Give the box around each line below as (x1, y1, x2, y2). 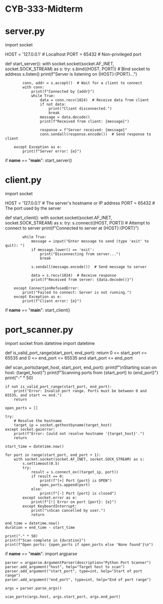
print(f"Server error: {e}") (22, 149, 82, 154)
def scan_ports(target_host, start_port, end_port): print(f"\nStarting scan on (5, 364, 157, 370)
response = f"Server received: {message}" (39, 128, 127, 133)
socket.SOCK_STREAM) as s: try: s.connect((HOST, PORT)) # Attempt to (5, 220, 150, 226)
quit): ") (5, 243, 25, 248)
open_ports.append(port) (39, 483, 91, 487)
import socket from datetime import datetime (5, 341, 95, 346)
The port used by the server (5, 205, 61, 211)
